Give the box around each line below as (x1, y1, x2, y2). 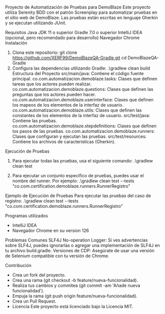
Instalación (5, 40, 28, 46)
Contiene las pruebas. (12, 118, 58, 123)
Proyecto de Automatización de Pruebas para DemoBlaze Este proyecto (5, 4, 151, 10)
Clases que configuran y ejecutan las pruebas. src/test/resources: (12, 133, 147, 139)
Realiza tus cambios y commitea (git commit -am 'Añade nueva (12, 282, 140, 288)
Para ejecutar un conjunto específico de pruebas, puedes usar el (12, 173, 144, 178)
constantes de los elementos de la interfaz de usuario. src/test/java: (12, 113, 150, 118)
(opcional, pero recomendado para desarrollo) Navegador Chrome (5, 35, 140, 40)
